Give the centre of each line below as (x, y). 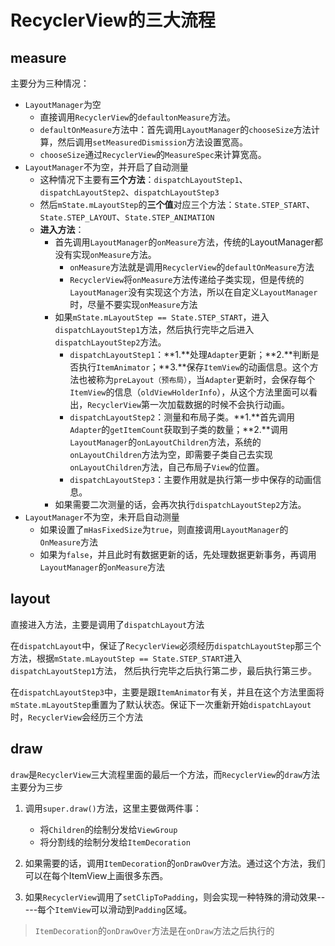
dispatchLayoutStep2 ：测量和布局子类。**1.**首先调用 (182, 417)
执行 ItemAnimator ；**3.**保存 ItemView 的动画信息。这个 (194, 367)
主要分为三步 (36, 787)
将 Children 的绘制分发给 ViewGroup (108, 829)
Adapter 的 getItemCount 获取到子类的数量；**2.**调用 (178, 429)
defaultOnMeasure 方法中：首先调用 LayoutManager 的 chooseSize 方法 (175, 129)
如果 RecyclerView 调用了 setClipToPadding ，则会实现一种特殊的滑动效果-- (175, 897)
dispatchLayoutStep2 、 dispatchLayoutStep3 (129, 192)
